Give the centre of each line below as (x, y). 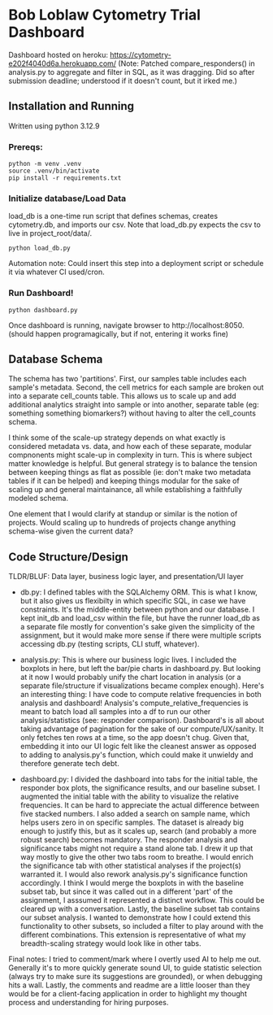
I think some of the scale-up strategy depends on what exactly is (117, 438)
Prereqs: (26, 146)
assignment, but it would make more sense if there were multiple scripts (141, 635)
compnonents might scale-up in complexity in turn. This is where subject (130, 455)
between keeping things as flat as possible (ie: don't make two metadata (130, 473)
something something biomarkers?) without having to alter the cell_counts (132, 413)
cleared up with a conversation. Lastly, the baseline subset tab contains (140, 909)
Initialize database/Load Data (67, 198)
